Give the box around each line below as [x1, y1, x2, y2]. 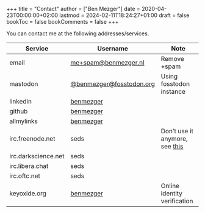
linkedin [9, 97, 32, 105]
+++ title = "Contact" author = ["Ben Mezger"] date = [6, 5, 140, 12]
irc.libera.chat [9, 162, 49, 170]
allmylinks [9, 117, 38, 125]
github [9, 107, 28, 115]
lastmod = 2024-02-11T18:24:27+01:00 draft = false [59, 12, 190, 19]
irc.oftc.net [9, 172, 41, 180]
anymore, [160, 134, 188, 142]
